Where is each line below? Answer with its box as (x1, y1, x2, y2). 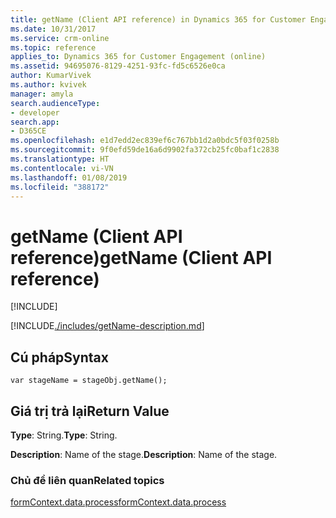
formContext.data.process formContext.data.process (10, 496, 227, 508)
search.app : (10, 117, 60, 127)
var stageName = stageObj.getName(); (10, 376, 168, 386)
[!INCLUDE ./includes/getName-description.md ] (10, 320, 205, 332)
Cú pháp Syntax (10, 349, 109, 366)
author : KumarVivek (10, 71, 92, 81)
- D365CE (10, 126, 47, 136)
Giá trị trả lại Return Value (10, 402, 170, 420)
